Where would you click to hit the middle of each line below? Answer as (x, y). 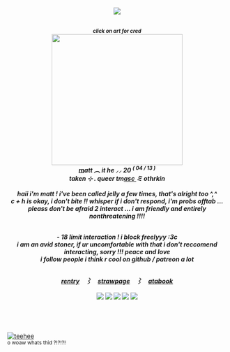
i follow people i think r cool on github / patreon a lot (117, 259)
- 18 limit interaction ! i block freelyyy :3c (117, 237)
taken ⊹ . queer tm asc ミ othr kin (117, 179)
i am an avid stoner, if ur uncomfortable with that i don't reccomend (117, 244)
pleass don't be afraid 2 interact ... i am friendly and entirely (117, 209)
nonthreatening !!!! (117, 216)
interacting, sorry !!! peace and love (117, 252)
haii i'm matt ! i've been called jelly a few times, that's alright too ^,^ (117, 194)
